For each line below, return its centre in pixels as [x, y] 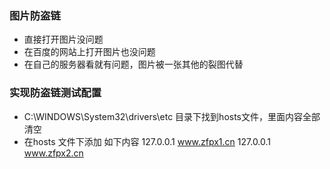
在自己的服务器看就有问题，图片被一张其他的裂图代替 [133, 64]
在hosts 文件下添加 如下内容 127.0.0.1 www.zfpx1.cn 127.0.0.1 [147, 141]
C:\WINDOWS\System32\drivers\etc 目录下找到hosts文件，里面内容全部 [172, 116]
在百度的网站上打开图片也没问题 [89, 52]
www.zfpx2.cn [53, 153]
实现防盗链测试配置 [55, 93]
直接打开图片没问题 [63, 39]
